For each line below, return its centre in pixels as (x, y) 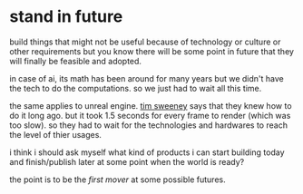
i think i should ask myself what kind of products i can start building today (147, 152)
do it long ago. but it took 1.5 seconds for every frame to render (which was (150, 115)
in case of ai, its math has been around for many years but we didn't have (147, 78)
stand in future (66, 17)
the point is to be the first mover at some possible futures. (117, 179)
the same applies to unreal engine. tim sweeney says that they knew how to (151, 105)
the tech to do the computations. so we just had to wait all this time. (136, 88)
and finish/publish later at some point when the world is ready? (127, 161)
